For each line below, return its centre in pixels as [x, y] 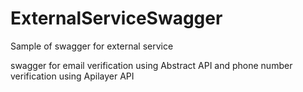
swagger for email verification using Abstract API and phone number [151, 65]
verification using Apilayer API [72, 76]
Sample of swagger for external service [92, 46]
